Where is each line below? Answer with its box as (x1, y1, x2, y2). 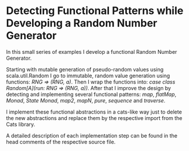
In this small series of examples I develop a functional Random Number (6, 48, 177, 55)
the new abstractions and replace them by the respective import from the (6, 114, 183, 121)
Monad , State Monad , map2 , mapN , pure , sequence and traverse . (6, 97, 166, 104)
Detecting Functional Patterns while (6, 4, 184, 18)
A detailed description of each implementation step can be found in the (6, 132, 178, 139)
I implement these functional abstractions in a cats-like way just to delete (6, 108, 183, 115)
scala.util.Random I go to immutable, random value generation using (6, 72, 170, 79)
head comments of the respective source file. (6, 138, 116, 145)
